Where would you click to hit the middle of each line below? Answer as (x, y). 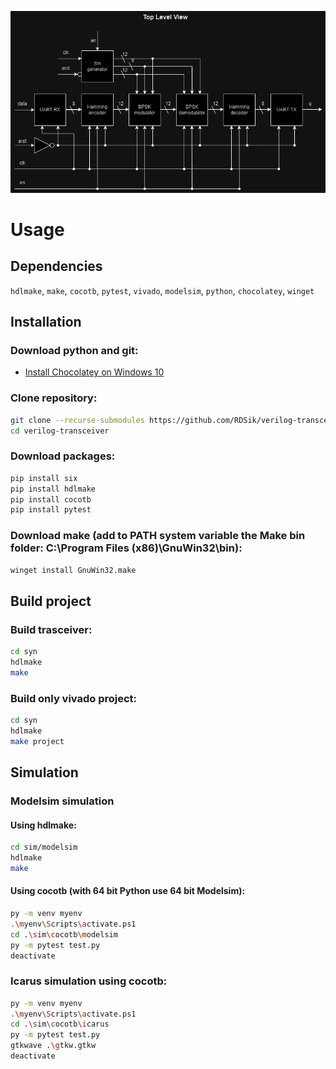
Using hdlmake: (43, 825)
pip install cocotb (51, 499)
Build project (51, 601)
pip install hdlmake (53, 489)
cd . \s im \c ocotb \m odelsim (64, 934)
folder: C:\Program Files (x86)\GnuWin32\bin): (126, 548)
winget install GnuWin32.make (73, 570)
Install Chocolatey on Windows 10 (94, 372)
